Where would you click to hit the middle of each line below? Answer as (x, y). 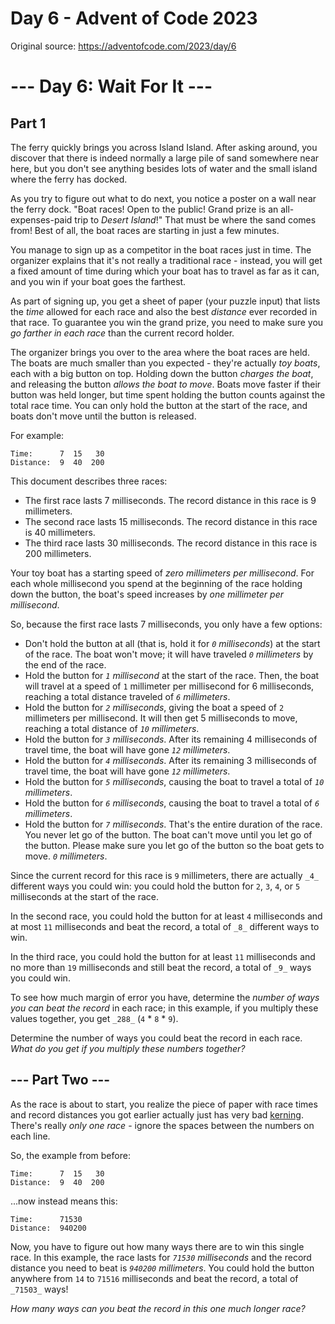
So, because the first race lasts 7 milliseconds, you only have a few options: (166, 624)
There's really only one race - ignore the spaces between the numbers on (162, 1125)
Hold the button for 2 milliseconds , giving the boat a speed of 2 (154, 707)
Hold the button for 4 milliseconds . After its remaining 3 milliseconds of (170, 760)
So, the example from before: (70, 1155)
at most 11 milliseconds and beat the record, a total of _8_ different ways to (165, 926)
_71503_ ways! (39, 1289)
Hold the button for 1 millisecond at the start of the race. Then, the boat (172, 675)
